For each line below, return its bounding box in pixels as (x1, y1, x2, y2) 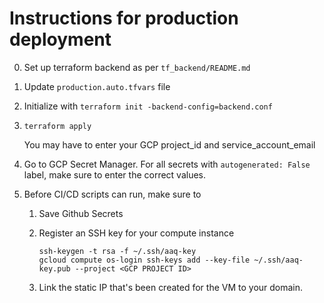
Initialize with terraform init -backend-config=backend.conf (23, 100, 273, 112)
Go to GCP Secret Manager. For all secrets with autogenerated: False (23, 158, 311, 170)
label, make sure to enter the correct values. (23, 168, 207, 181)
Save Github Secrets (38, 207, 124, 219)
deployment (9, 28, 112, 51)
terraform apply (23, 121, 92, 131)
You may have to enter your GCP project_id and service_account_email (23, 138, 316, 151)
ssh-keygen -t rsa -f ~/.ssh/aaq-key (38, 246, 197, 256)
